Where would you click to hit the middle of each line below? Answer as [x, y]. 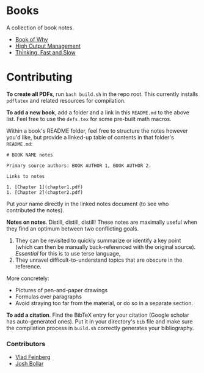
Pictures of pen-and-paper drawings [61, 290]
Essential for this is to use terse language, [68, 253]
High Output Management [48, 46]
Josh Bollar [29, 364]
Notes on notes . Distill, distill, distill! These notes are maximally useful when [102, 222]
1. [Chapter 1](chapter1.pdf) [45, 187]
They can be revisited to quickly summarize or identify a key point [98, 240]
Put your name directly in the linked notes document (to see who [88, 204]
